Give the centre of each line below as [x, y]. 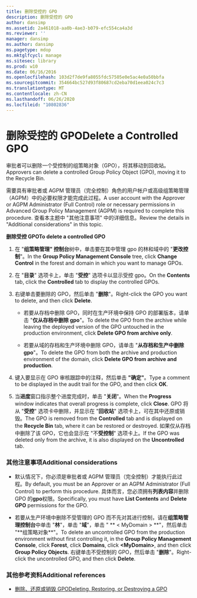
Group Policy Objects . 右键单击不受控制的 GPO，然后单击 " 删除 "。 [96, 552]
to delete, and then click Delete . [53, 300]
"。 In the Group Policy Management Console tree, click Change [98, 256]
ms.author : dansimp [30, 45]
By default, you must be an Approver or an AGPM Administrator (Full [108, 484]
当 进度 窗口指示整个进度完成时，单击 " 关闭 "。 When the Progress [93, 397]
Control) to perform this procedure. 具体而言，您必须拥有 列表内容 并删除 [102, 491]
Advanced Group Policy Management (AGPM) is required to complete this [95, 211]
